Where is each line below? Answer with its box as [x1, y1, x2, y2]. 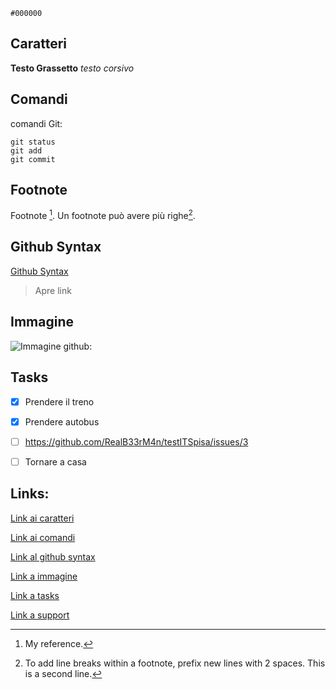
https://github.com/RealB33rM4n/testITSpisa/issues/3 [24, 435, 249, 448]
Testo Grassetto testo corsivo [10, 62, 135, 74]
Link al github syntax [10, 550, 96, 563]
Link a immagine [10, 570, 78, 582]
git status [10, 137, 56, 147]
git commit [10, 154, 56, 164]
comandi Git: [10, 117, 63, 129]
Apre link [34, 284, 72, 296]
